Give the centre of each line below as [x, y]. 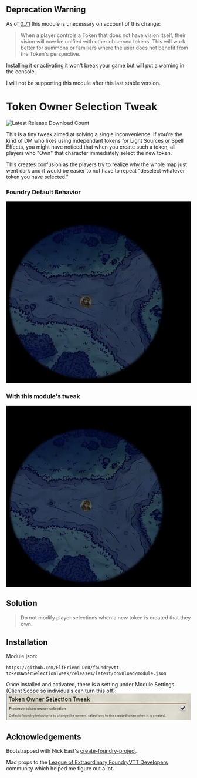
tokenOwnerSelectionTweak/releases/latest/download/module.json [86, 674]
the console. [21, 71]
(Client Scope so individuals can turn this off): [61, 691]
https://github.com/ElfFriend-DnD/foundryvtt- [64, 668]
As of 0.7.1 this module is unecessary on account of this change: [84, 23]
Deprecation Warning [46, 10]
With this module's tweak [43, 396]
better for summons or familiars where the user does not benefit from [104, 48]
